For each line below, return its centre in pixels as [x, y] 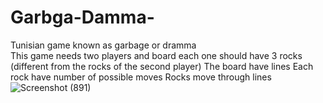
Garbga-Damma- [82, 17]
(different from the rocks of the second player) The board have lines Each [162, 66]
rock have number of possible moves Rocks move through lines [141, 77]
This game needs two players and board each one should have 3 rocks [156, 55]
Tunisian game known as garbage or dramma [103, 45]
